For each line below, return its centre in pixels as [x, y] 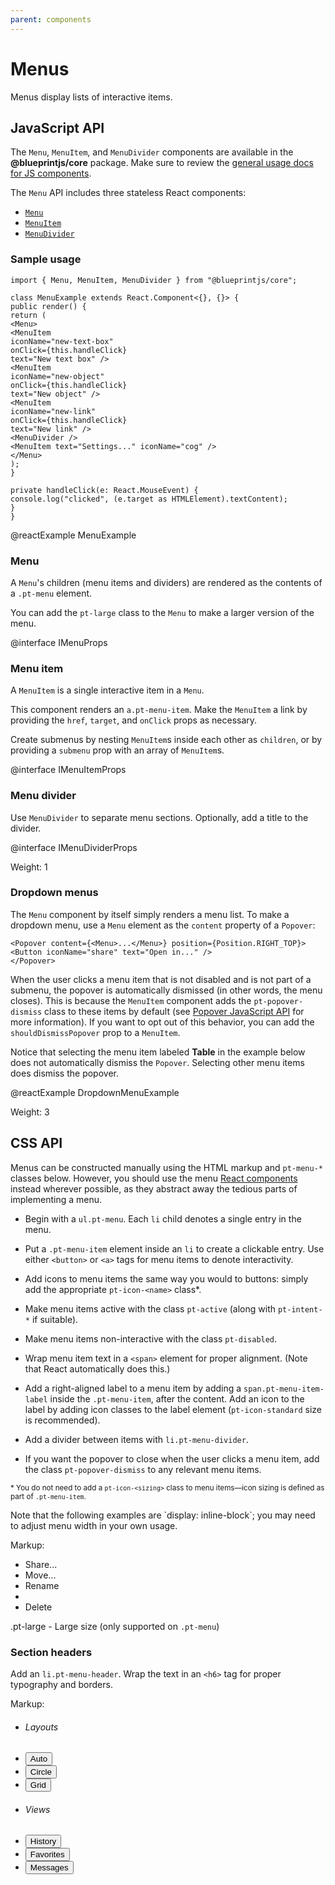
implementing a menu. [56, 1199]
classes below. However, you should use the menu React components [154, 1178]
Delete [38, 1607]
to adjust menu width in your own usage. [94, 1525]
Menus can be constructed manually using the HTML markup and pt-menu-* [166, 1167]
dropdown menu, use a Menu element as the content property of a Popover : [163, 925]
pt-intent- [300, 1309]
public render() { [48, 306]
